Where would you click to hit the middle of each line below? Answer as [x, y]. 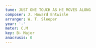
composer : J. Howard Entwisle [37, 14]
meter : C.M [17, 28]
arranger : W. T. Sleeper [31, 19]
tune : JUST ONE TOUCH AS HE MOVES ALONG [48, 10]
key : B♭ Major [20, 33]
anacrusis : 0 [19, 38]
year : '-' [16, 24]
